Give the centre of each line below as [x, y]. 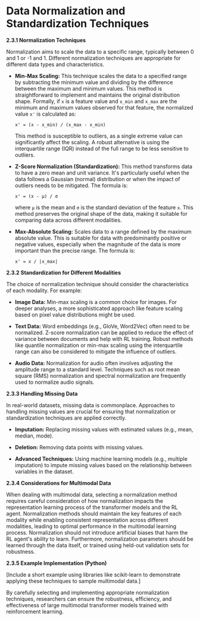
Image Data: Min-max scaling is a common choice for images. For [96, 302]
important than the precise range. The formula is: [75, 250]
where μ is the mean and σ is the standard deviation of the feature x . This [104, 207]
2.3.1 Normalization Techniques [46, 40]
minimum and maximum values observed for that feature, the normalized [104, 107]
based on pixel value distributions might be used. [75, 315]
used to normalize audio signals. [54, 382]
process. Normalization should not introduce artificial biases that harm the [97, 532]
